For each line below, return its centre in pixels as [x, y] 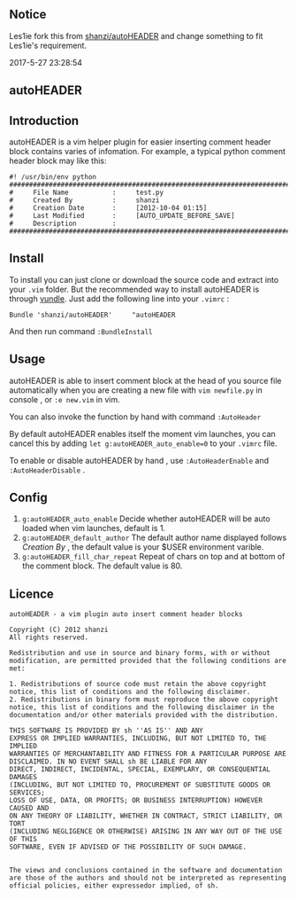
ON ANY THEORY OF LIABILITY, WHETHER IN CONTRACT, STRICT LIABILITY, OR [146, 816]
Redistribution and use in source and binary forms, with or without [140, 653]
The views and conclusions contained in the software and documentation [146, 871]
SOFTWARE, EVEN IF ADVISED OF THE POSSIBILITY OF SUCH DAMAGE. [128, 847]
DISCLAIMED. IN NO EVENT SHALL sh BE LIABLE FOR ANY [108, 762]
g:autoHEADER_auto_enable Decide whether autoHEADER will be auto [146, 519]
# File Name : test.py [87, 193]
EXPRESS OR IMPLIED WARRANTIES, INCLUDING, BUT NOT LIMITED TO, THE [138, 739]
